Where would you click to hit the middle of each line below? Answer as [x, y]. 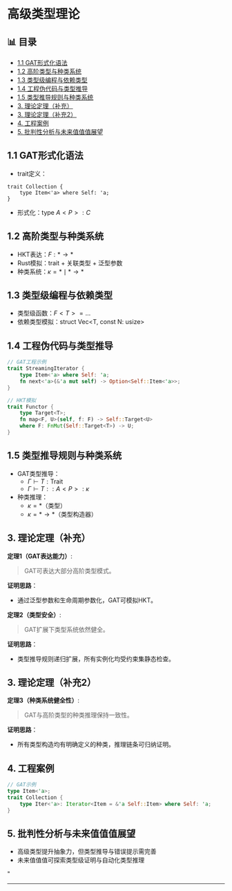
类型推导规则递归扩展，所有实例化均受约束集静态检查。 [96, 659]
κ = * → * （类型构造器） [62, 514]
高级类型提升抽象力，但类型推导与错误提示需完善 [87, 852]
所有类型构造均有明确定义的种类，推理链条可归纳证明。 [96, 745]
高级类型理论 [44, 14]
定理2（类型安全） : [34, 615]
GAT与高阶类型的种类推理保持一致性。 [78, 715]
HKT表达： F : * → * [45, 254]
